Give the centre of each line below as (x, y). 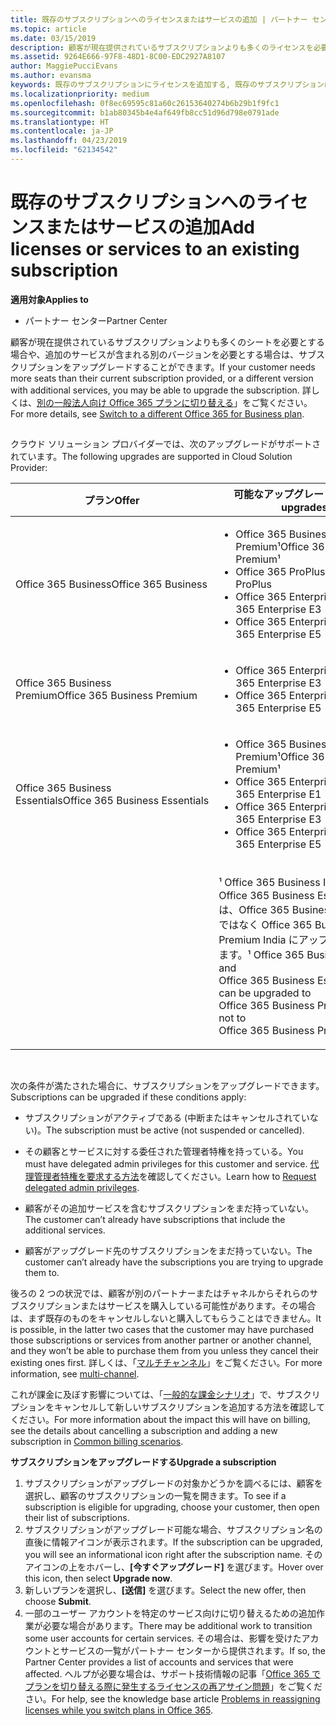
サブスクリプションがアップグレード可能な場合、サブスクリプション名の (173, 1530)
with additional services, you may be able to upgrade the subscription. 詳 (161, 390)
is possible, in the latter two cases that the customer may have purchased (162, 1330)
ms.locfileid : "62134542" (64, 150)
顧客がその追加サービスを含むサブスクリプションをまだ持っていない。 (169, 1208)
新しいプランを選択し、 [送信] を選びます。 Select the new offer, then (165, 1590)
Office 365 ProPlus (280, 572)
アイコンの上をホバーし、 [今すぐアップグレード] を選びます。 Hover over (174, 1567)
